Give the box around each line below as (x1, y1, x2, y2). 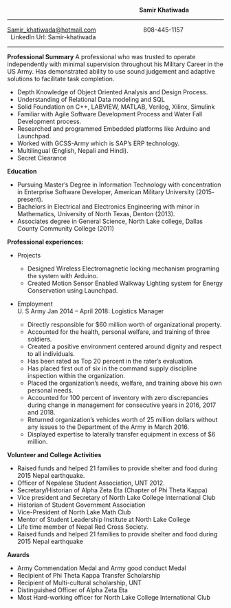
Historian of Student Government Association (16, 501, 146, 509)
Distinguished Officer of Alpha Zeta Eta (16, 586, 129, 594)
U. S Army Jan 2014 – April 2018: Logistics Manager (16, 307, 164, 315)
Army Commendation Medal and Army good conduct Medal (16, 564, 187, 572)
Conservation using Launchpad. (27, 286, 118, 295)
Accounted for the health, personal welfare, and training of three (27, 328, 210, 336)
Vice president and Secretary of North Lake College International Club (16, 494, 216, 501)
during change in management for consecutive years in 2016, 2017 (27, 401, 217, 409)
